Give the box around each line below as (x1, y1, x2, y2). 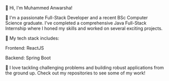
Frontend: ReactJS (5, 45, 44, 51)
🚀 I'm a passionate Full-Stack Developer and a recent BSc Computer (5, 15, 148, 20)
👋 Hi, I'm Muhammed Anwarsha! (5, 5, 73, 11)
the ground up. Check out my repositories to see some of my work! (5, 70, 146, 76)
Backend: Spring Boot (5, 55, 51, 61)
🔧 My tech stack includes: (5, 35, 59, 41)
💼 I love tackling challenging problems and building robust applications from (5, 65, 164, 70)
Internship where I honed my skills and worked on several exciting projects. (5, 25, 163, 31)
